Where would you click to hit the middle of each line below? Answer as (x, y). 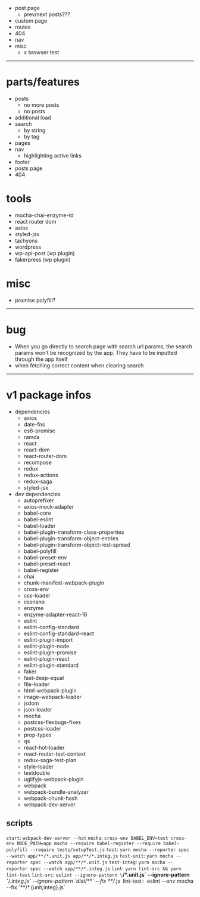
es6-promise (39, 431)
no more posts (41, 105)
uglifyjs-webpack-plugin (54, 779)
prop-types (37, 735)
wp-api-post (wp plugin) (45, 253)
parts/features (43, 82)
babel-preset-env (45, 557)
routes (23, 27)
